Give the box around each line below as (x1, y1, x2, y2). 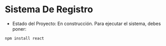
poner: (12, 26, 27, 32)
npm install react (5, 36, 44, 41)
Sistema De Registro (5, 4, 94, 15)
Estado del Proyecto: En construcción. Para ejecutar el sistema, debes (12, 20, 161, 27)
